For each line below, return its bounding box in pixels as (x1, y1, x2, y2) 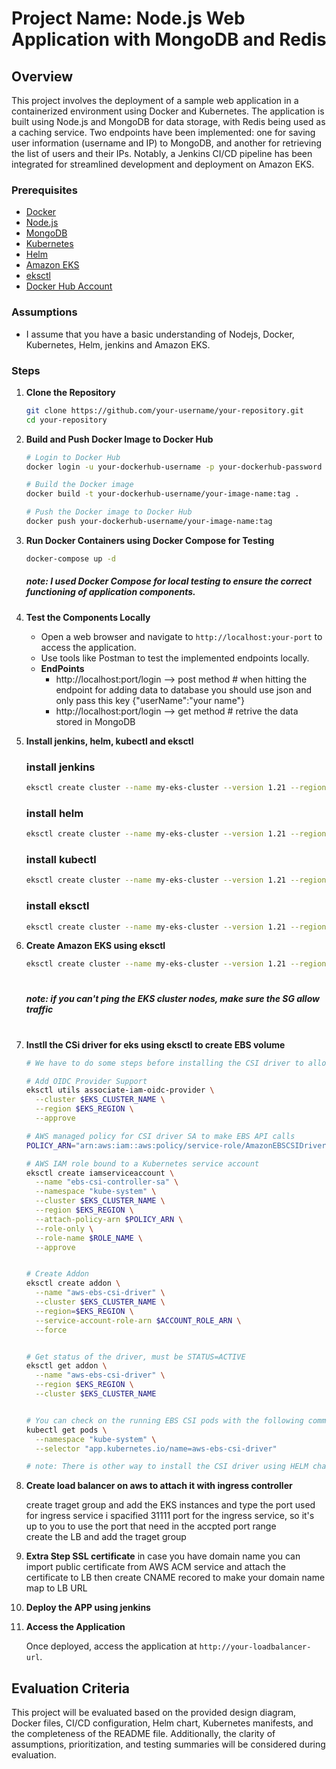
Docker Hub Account (25, 280, 113, 292)
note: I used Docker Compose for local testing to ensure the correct (25, 575, 313, 587)
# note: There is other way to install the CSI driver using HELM (25, 1462, 309, 1472)
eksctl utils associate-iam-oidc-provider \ (25, 1085, 215, 1096)
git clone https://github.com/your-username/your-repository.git (25, 405, 304, 416)
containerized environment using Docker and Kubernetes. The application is (11, 105, 325, 117)
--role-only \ (35, 1223, 94, 1234)
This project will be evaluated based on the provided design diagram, (11, 1707, 297, 1719)
